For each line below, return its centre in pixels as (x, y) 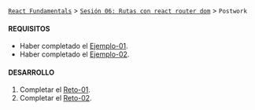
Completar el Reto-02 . (55, 98)
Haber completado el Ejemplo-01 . (74, 46)
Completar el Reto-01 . (55, 90)
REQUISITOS (29, 28)
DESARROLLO (31, 72)
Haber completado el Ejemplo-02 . (74, 54)
